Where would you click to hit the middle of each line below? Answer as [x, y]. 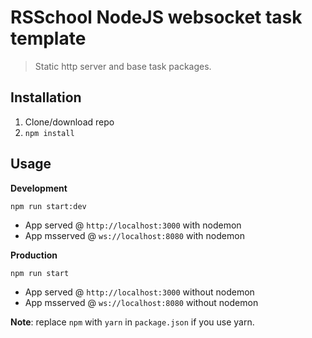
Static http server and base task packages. [123, 66]
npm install [49, 133]
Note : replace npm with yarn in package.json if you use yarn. [132, 322]
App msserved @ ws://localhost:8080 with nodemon [134, 235]
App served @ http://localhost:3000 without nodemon [139, 292]
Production [34, 255]
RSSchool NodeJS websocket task [156, 17]
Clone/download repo [69, 122]
